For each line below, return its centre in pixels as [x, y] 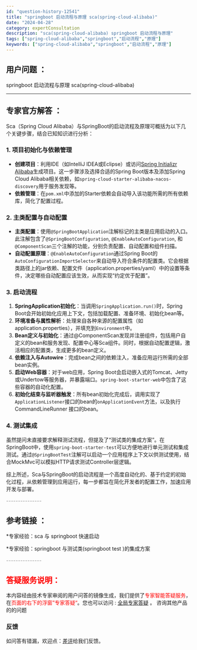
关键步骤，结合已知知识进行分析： [52, 134]
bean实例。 [28, 365]
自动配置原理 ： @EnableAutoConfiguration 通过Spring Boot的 [86, 254]
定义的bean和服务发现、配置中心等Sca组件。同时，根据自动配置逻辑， [100, 343]
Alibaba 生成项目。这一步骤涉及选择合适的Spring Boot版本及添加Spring [100, 171]
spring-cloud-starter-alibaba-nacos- [125, 179]
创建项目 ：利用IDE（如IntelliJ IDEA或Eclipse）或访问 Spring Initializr [96, 164]
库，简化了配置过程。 [40, 201]
